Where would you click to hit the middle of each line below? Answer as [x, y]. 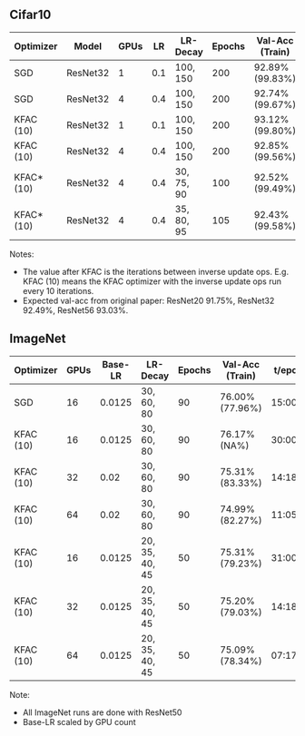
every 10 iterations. [58, 290]
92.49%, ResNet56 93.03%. [75, 310]
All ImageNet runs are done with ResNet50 [102, 712]
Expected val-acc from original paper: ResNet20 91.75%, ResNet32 [148, 300]
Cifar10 [30, 15]
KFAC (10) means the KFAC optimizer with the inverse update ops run [152, 281]
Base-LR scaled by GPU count [79, 721]
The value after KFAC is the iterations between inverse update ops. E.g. [155, 271]
